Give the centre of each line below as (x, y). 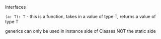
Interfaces (16, 7)
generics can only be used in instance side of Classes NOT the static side (80, 31)
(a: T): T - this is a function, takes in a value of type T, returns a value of (80, 16)
